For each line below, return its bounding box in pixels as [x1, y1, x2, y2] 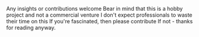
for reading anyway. [6, 24, 56, 31]
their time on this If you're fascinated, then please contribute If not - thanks [6, 18, 193, 24]
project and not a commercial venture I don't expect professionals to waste [6, 11, 193, 18]
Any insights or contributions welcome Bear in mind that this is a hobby [6, 5, 183, 12]
